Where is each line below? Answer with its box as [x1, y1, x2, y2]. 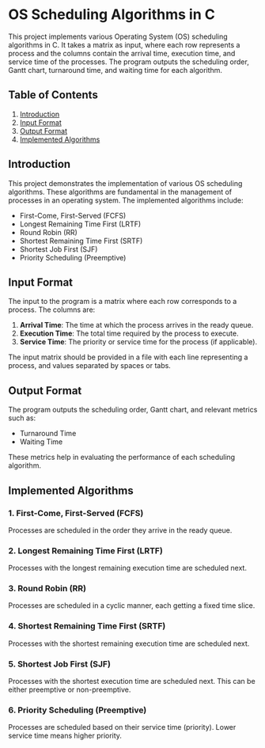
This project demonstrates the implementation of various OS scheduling [8, 178, 243, 188]
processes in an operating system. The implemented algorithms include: [8, 196, 244, 205]
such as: [8, 413, 36, 423]
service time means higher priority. [8, 731, 123, 741]
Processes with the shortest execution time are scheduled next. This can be [8, 677, 256, 686]
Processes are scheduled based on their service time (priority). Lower [8, 723, 237, 732]
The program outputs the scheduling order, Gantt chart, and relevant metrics [8, 405, 258, 415]
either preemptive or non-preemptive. [8, 685, 131, 694]
